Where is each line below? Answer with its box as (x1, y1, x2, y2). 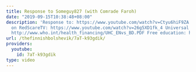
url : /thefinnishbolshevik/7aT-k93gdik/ (6, 35, 106, 41)
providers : (6, 41, 33, 47)
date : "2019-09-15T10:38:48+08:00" (6, 14, 93, 20)
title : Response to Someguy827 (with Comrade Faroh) (6, 8, 137, 15)
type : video (6, 57, 35, 63)
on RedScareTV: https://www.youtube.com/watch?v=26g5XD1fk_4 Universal (11, 24, 190, 31)
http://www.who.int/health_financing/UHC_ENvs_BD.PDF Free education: (11, 30, 187, 36)
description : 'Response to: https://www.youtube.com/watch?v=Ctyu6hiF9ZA (6, 19, 190, 25)
